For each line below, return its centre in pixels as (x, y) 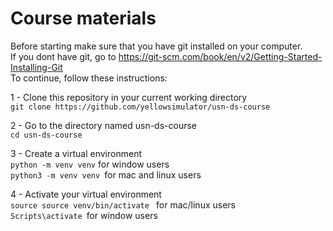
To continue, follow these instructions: (89, 78)
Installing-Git (36, 67)
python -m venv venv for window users (90, 164)
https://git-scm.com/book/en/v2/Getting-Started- (220, 56)
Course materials (83, 18)
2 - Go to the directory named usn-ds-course (103, 125)
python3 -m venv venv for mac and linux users (106, 174)
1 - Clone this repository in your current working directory (129, 97)
